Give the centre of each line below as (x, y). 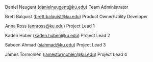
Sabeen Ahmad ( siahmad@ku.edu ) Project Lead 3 (56, 45)
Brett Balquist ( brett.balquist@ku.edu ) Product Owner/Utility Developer (76, 16)
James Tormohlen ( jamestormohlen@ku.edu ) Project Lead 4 (66, 54)
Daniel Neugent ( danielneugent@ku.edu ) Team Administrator (67, 7)
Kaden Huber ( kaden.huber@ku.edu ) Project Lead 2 (58, 35)
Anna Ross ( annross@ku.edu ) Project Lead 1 (50, 26)
